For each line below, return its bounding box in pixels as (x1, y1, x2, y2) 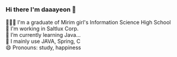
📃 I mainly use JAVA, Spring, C (5, 38, 81, 45)
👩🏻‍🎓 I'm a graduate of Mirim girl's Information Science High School (5, 19, 171, 26)
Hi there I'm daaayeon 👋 (5, 5, 76, 14)
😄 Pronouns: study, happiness (5, 44, 81, 51)
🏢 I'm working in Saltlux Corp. (5, 25, 79, 32)
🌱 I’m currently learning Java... (5, 31, 81, 39)
